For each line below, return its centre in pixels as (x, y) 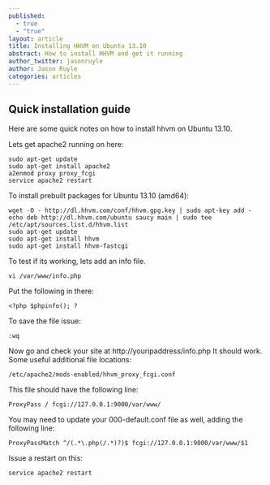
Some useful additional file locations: (70, 360)
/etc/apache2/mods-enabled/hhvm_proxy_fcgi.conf (92, 375)
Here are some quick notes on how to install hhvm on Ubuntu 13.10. (120, 129)
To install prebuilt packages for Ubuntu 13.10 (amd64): (99, 196)
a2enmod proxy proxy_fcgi (52, 174)
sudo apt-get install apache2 (60, 167)
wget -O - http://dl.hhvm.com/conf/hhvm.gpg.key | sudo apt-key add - (130, 211)
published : (27, 16)
